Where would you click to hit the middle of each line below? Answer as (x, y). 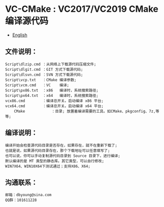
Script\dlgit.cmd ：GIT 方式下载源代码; (44, 69)
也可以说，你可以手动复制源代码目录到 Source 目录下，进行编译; (63, 156)
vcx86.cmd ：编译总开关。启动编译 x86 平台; (54, 101)
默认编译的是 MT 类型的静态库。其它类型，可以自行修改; (55, 161)
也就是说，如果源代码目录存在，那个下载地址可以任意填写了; (58, 150)
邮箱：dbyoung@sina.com (28, 195)
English (20, 35)
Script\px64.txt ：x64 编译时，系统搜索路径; (52, 95)
